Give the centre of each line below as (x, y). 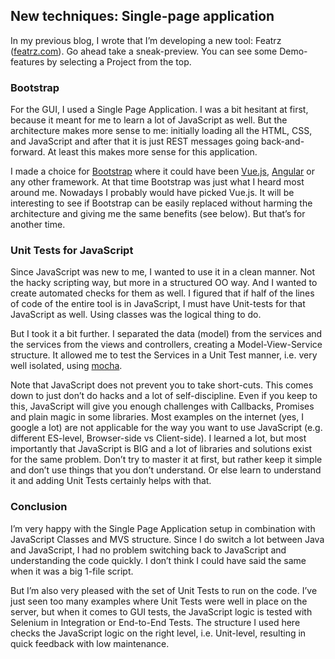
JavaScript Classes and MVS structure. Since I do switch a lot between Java (167, 539)
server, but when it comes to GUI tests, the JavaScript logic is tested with (161, 611)
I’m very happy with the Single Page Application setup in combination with (163, 528)
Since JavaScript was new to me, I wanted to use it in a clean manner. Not (163, 272)
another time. (38, 225)
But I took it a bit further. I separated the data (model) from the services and (166, 334)
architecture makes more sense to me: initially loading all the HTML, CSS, (161, 131)
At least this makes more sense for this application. (152, 152)
